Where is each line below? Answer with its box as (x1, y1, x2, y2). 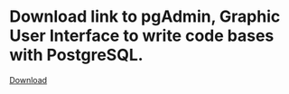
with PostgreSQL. (9, 45, 144, 65)
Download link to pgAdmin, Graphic (9, 6, 281, 27)
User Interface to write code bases (9, 25, 275, 46)
